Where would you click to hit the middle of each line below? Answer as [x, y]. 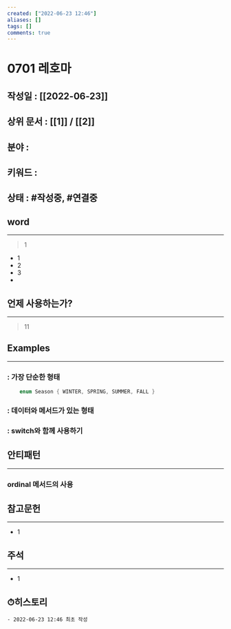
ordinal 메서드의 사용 [40, 484]
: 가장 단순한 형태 [34, 377]
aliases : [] [24, 20]
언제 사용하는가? [40, 303]
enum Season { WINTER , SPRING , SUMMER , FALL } [87, 392]
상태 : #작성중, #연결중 [53, 198]
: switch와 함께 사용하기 [45, 431]
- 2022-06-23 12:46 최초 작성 [47, 620]
